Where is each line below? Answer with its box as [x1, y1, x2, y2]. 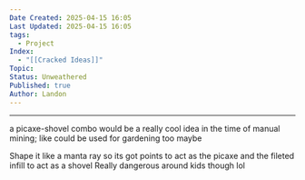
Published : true [9, 81, 71, 90]
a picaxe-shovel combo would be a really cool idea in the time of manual [9, 123, 280, 134]
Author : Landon [9, 89, 67, 98]
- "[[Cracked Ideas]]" [17, 55, 103, 65]
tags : [9, 30, 30, 39]
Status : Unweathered [9, 73, 88, 82]
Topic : [9, 65, 34, 74]
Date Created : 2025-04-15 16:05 [9, 13, 132, 23]
